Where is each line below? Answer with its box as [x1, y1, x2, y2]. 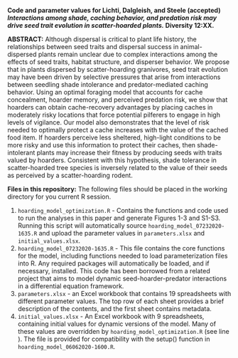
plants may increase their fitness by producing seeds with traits [36, 149, 222, 157]
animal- [180, 43, 202, 51]
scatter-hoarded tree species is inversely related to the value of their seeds [7, 164, 228, 172]
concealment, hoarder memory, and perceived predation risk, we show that [7, 95, 228, 104]
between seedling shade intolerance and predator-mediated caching [7, 80, 208, 88]
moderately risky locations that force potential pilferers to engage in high [7, 110, 220, 119]
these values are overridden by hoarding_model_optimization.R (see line [17, 327, 229, 335]
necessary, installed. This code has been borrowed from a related [17, 267, 211, 275]
